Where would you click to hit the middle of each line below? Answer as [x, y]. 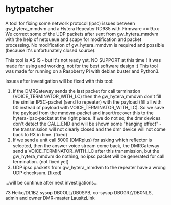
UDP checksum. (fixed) [37, 173]
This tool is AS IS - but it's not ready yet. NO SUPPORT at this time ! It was [83, 60]
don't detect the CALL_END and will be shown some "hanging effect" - [87, 124]
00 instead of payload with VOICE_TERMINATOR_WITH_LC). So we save [88, 107]
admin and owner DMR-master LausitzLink [50, 198]
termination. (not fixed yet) [41, 161]
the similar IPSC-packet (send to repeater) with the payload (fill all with [87, 102]
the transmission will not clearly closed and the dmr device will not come [89, 129]
